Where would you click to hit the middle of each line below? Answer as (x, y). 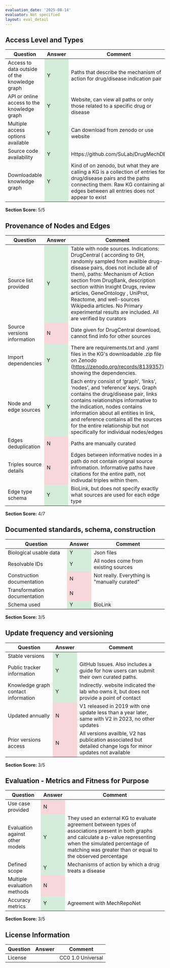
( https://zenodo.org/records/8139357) (117, 367)
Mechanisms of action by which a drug (114, 864)
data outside (23, 69)
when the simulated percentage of (108, 844)
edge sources (24, 410)
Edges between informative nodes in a (116, 455)
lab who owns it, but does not (114, 691)
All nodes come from (118, 560)
